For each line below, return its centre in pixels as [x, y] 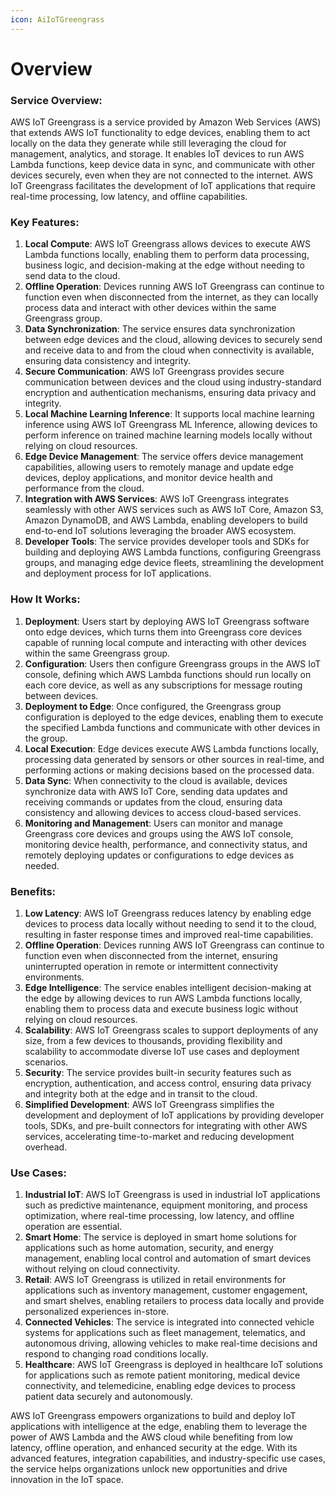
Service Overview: [56, 100]
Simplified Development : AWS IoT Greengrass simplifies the [149, 1104]
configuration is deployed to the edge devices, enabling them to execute [174, 717]
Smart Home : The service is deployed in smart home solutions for [161, 1237]
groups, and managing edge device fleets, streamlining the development [174, 563]
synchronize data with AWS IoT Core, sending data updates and [156, 791]
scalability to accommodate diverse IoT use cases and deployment [162, 1051]
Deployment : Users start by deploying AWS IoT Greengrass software [167, 621]
